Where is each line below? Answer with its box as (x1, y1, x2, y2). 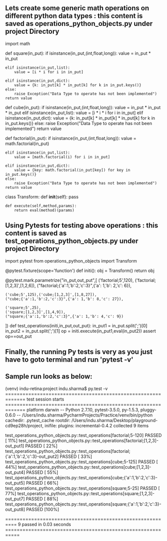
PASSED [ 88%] (25, 496, 58, 502)
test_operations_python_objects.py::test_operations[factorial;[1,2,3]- (18, 437, 159, 443)
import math (5, 40, 30, 46)
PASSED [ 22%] (25, 443, 58, 449)
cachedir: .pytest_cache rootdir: (5, 417, 71, 423)
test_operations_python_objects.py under (5, 237, 139, 246)
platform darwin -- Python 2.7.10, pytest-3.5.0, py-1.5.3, (26, 406, 140, 412)
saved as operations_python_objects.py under (5, 19, 153, 28)
